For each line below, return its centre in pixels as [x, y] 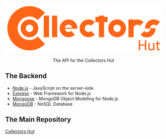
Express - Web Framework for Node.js [51, 93]
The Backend [26, 76]
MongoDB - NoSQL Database [42, 104]
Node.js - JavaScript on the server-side [53, 88]
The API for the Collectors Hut [83, 60]
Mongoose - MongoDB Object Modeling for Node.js [65, 99]
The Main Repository [38, 120]
